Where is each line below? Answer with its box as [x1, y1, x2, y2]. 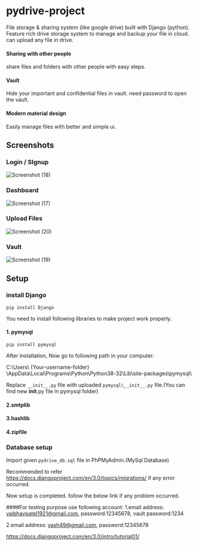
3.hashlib [6, 415, 30, 422]
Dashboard [6, 186, 39, 194]
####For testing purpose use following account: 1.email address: [6, 504, 164, 511]
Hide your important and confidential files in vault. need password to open [6, 90, 187, 97]
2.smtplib [6, 401, 31, 408]
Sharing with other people [6, 50, 72, 57]
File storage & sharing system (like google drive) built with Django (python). [6, 24, 190, 31]
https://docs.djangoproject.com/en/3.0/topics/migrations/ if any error [6, 474, 176, 481]
